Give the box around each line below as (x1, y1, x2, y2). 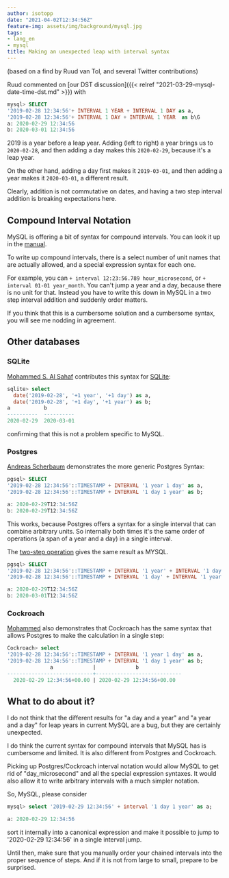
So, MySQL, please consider (7, 790, 87, 798)
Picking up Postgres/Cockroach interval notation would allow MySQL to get (7, 762, 219, 770)
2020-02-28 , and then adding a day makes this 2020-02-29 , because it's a (7, 146, 211, 154)
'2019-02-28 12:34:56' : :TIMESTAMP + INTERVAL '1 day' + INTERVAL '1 (7, 573, 206, 580)
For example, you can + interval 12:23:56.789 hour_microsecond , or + (7, 274, 206, 282)
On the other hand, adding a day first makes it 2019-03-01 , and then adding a (7, 167, 223, 175)
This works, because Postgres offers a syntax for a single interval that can (7, 519, 217, 528)
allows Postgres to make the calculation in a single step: (7, 632, 165, 640)
